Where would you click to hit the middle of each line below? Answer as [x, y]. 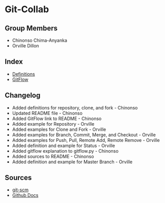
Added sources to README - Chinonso [53, 156]
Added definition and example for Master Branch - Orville [72, 162]
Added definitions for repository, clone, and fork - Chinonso [75, 107]
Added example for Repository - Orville [53, 124]
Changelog [23, 95]
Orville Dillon [25, 46]
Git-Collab [27, 9]
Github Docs [25, 195]
